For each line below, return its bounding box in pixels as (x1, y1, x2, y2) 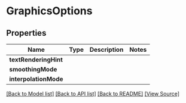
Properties (6, 28, 47, 38)
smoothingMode (9, 65, 57, 73)
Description (89, 46, 124, 54)
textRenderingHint (9, 55, 63, 64)
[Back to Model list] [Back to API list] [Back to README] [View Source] (6, 90, 180, 97)
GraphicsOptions (6, 4, 93, 18)
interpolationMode (9, 75, 63, 83)
